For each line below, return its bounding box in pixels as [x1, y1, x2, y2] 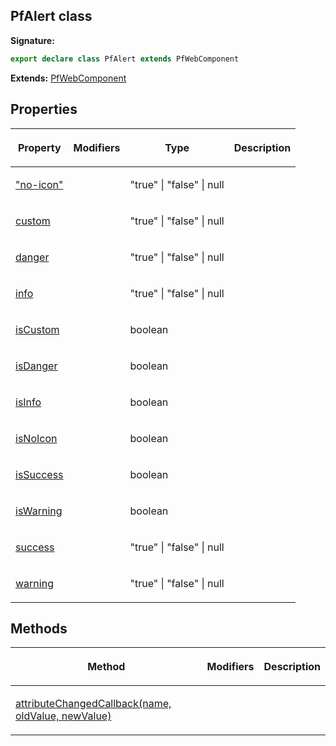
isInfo [15, 395, 42, 409]
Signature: [10, 34, 55, 46]
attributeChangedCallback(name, [15, 697, 172, 711]
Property [17, 140, 62, 154]
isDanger [15, 359, 58, 373]
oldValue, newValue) [15, 709, 112, 723]
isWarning [15, 504, 63, 518]
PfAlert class [10, 8, 93, 25]
